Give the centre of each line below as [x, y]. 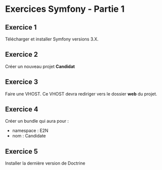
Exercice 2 [22, 54]
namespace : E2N [30, 131]
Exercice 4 [22, 109]
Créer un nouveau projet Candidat [40, 66]
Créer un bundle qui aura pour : [37, 121]
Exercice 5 [22, 151]
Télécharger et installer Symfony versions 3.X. [52, 39]
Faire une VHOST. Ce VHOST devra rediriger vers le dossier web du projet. [81, 94]
